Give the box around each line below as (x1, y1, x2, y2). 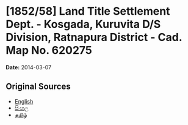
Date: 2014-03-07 (5, 63, 52, 71)
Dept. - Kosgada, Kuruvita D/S (5, 17, 161, 31)
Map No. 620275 (5, 44, 93, 58)
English (14, 97, 34, 105)
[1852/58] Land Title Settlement (5, 4, 170, 18)
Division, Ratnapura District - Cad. (5, 31, 183, 44)
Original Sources (5, 81, 71, 92)
